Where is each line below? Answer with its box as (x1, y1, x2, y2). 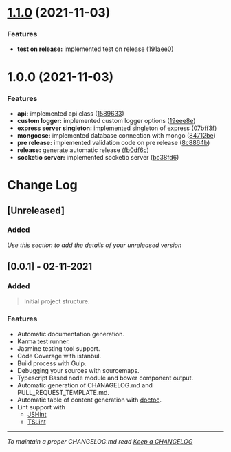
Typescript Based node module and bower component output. (16, 374, 194, 382)
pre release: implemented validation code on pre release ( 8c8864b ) (16, 138, 210, 147)
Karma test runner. (16, 337, 70, 345)
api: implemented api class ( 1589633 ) (16, 109, 125, 118)
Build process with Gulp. (16, 359, 87, 367)
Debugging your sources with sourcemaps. (16, 366, 140, 374)
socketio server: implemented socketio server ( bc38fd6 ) (16, 153, 179, 161)
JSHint (27, 410, 47, 418)
